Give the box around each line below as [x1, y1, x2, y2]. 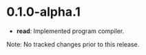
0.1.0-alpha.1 [6, 4, 81, 20]
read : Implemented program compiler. [16, 27, 125, 35]
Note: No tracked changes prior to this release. [6, 40, 140, 48]
